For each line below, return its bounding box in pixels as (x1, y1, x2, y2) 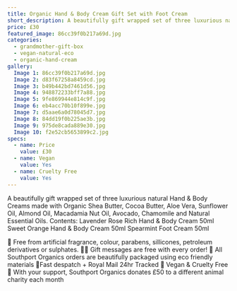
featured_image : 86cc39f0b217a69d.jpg (7, 30, 121, 37)
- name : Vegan (13, 155, 55, 162)
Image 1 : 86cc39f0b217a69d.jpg (13, 69, 106, 76)
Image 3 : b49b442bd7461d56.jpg (13, 83, 106, 90)
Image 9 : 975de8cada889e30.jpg (13, 121, 106, 129)
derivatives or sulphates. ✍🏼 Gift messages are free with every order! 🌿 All (7, 245, 223, 254)
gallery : (7, 63, 33, 70)
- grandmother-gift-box (13, 43, 83, 50)
